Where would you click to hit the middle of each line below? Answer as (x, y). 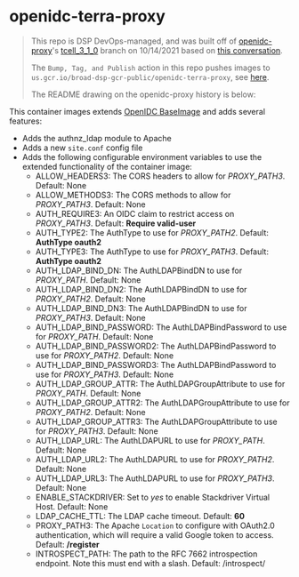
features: (26, 121)
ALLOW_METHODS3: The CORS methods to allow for (133, 195)
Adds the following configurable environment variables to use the (142, 156)
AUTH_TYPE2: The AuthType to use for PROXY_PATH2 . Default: (152, 232)
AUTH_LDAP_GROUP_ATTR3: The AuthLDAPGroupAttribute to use (156, 421)
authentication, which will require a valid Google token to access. (154, 534)
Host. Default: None (72, 506)
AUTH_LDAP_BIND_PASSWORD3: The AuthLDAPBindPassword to (156, 365)
